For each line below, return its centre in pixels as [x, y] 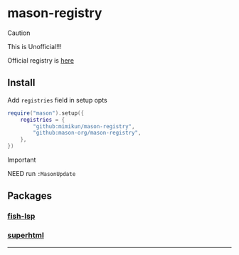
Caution [19, 33]
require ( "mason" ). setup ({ [46, 113]
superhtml [26, 235]
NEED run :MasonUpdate [42, 173]
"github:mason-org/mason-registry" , [87, 133]
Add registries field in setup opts [58, 100]
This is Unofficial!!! [34, 46]
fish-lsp [21, 217]
